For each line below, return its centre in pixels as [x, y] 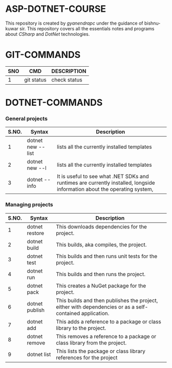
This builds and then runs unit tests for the [107, 256]
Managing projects [29, 205]
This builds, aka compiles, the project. [101, 244]
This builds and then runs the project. [101, 274]
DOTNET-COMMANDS [54, 103]
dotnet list [39, 354]
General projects [26, 119]
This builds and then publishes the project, [107, 300]
